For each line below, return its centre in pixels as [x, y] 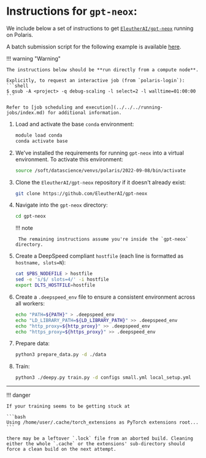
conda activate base [41, 141]
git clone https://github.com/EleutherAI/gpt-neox [81, 193]
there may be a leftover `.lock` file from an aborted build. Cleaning [100, 439]
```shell [17, 86]
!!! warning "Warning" [34, 58]
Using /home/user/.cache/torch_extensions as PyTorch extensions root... [103, 422]
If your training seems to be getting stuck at [68, 406]
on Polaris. [20, 34]
